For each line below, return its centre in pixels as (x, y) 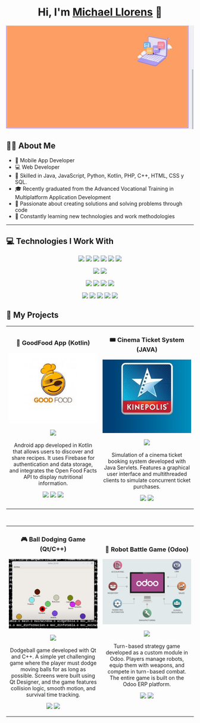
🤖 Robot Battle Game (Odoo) (147, 549)
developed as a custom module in (147, 653)
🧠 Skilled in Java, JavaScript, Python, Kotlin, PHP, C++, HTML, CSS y (99, 175)
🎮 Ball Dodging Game (53, 539)
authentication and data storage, (53, 464)
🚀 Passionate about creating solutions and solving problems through (99, 203)
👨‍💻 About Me (31, 146)
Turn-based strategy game (147, 646)
